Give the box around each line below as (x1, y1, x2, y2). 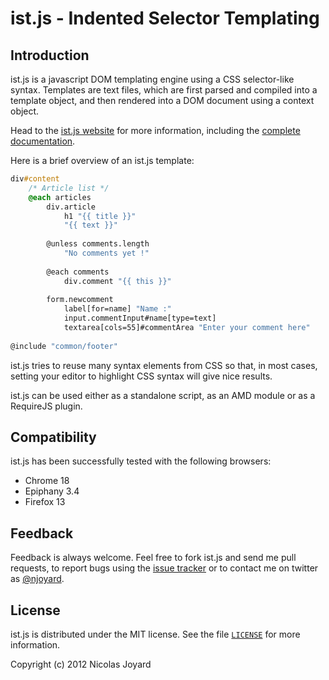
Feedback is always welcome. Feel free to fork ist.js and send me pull (10, 552, 297, 564)
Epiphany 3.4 (24, 485, 80, 497)
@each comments (46, 267, 110, 277)
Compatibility (10, 429, 97, 446)
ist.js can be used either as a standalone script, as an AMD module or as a (10, 389, 316, 401)
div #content (10, 174, 60, 184)
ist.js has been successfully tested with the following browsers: (10, 455, 272, 467)
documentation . (10, 135, 76, 147)
